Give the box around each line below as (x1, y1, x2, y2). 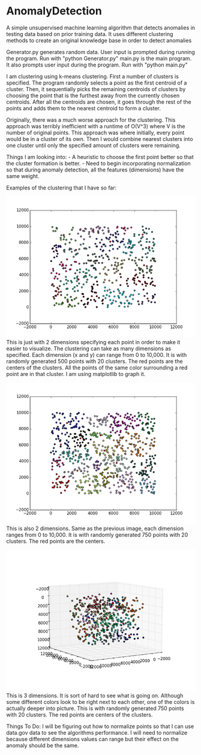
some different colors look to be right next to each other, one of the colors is (6, 698, 195, 705)
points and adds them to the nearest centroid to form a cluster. (6, 104, 161, 112)
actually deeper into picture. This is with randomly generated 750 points (6, 705, 184, 712)
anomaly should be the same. (6, 742, 79, 749)
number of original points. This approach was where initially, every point (6, 129, 185, 136)
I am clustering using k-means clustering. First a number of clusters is (6, 73, 179, 80)
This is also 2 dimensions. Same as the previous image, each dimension (6, 525, 184, 532)
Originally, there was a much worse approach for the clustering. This (6, 116, 176, 124)
